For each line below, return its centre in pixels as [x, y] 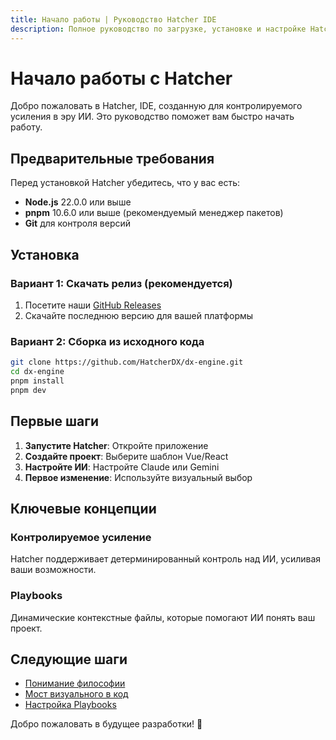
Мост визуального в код [76, 694]
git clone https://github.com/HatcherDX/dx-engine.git [127, 362]
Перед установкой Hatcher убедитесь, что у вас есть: [125, 183]
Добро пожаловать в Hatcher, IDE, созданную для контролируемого [156, 106]
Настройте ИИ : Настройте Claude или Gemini [122, 467]
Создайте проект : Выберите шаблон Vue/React [126, 456]
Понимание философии [75, 683]
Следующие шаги [69, 659]
